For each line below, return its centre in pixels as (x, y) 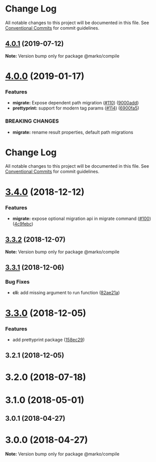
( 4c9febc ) (23, 223)
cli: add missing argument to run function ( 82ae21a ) (66, 293)
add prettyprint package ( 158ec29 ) (49, 339)
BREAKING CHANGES (32, 121)
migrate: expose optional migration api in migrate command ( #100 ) (82, 218)
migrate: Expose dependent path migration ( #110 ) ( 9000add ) (75, 103)
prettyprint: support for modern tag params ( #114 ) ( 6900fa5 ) (76, 108)
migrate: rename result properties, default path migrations (73, 132)
